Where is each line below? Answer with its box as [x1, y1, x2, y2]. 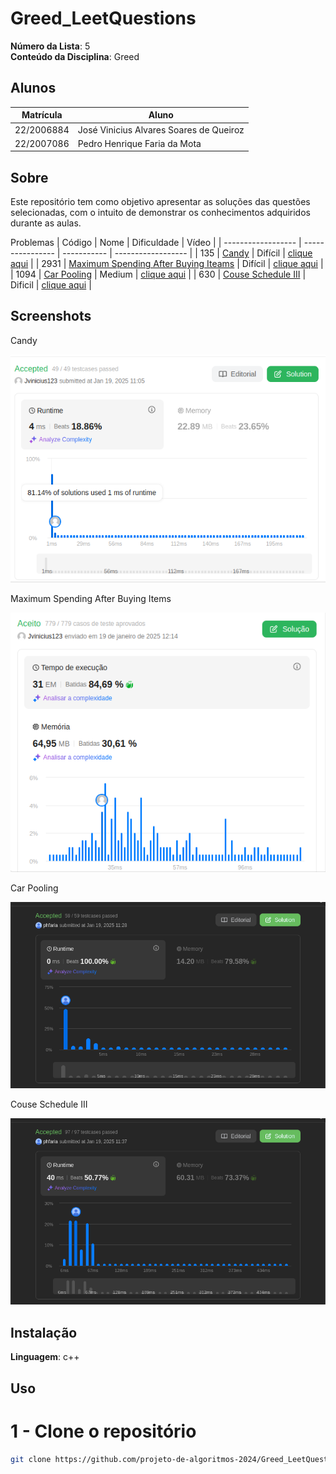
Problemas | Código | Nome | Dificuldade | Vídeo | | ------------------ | [10, 237, 302, 249]
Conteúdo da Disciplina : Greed [10, 50, 140, 62]
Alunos [10, 80, 57, 97]
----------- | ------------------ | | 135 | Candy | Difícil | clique [62, 247, 313, 259]
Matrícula [21, 109, 63, 121]
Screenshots [10, 308, 92, 325]
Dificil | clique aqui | [10, 279, 92, 291]
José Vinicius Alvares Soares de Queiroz [77, 123, 245, 136]
